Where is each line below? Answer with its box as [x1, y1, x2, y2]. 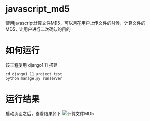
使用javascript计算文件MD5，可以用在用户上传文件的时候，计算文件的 [5, 20, 146, 26]
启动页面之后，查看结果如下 [5, 110, 61, 116]
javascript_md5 [5, 3, 70, 15]
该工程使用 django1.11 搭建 [5, 62, 58, 68]
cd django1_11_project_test [5, 71, 63, 76]
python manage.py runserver [5, 76, 63, 81]
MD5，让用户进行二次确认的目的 [5, 26, 71, 32]
